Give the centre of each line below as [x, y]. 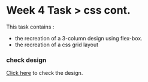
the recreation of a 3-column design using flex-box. [78, 38]
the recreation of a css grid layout [57, 45]
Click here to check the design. [45, 73]
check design [26, 60]
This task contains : [30, 27]
